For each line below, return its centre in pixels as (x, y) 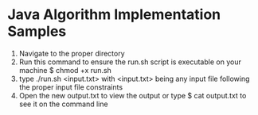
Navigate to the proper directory (72, 53)
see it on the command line (63, 104)
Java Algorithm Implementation (114, 15)
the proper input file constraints (71, 87)
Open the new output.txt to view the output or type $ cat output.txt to (133, 95)
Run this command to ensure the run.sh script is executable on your (130, 62)
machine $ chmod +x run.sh (65, 70)
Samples (37, 31)
